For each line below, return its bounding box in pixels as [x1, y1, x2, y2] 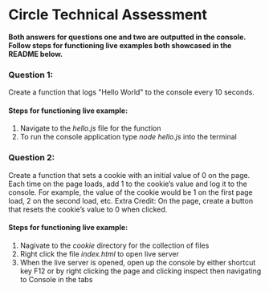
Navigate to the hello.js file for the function [19, 123, 162, 133]
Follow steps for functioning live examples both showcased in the [8, 40, 232, 50]
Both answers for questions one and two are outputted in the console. [8, 32, 247, 42]
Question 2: [8, 152, 55, 164]
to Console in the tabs [19, 274, 93, 284]
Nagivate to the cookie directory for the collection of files [19, 240, 210, 250]
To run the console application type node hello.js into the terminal [19, 132, 237, 142]
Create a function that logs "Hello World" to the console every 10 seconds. [8, 87, 255, 97]
